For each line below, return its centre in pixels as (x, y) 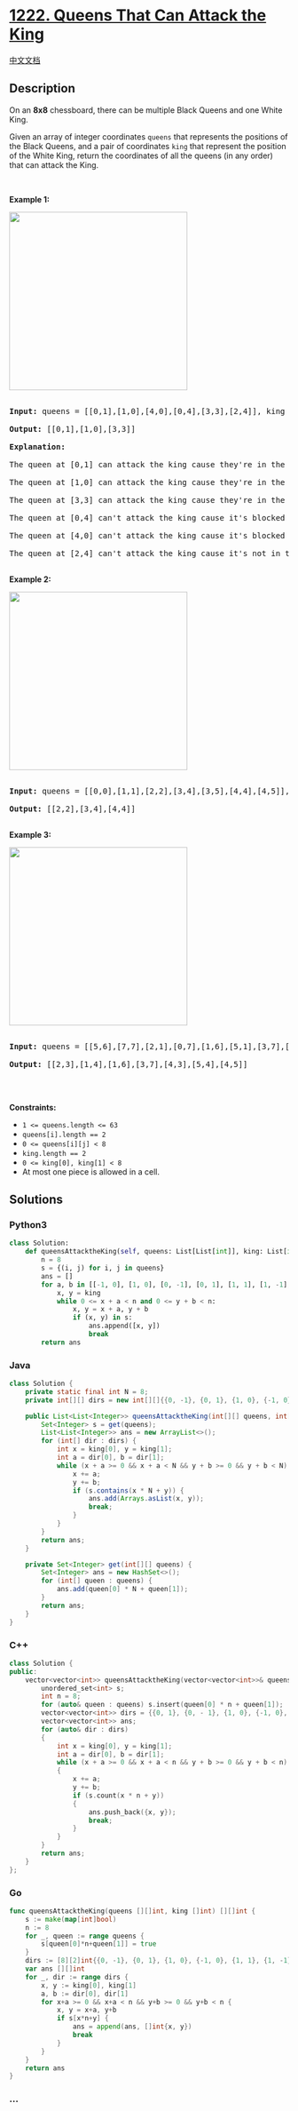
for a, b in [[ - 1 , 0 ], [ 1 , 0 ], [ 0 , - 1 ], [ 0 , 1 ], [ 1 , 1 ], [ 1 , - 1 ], (166, 1285)
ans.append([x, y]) (125, 1326)
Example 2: (30, 579)
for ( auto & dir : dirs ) (85, 1729)
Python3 (28, 1225)
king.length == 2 (54, 1153)
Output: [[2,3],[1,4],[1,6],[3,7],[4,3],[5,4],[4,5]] (129, 1064)
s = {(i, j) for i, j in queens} (103, 1268)
